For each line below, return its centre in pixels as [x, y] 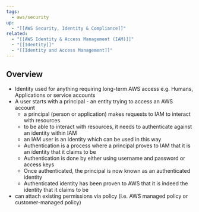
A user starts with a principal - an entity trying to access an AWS [94, 101]
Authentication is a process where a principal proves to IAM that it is [107, 145]
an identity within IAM [50, 133]
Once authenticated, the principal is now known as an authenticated [107, 170]
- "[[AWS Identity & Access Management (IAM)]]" [73, 39]
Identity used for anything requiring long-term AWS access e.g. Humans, [104, 88]
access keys [39, 164]
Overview [25, 75]
